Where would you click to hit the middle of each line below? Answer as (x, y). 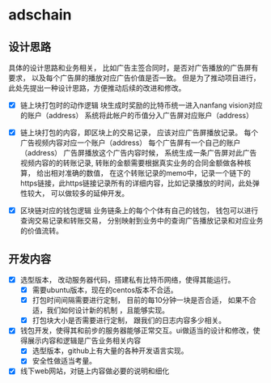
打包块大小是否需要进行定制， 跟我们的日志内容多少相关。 (129, 321)
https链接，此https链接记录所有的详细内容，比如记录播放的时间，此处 (136, 183)
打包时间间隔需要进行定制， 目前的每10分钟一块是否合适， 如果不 (140, 300)
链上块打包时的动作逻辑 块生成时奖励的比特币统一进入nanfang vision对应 (141, 105)
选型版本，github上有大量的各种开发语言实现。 (110, 351)
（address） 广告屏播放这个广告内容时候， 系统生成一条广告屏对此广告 (138, 153)
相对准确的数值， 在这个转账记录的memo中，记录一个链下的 (150, 173)
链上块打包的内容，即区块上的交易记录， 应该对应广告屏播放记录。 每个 (139, 133)
